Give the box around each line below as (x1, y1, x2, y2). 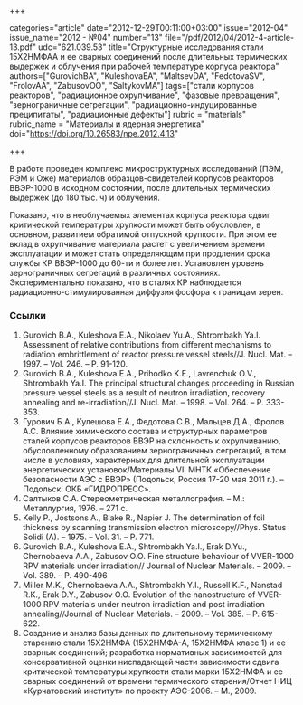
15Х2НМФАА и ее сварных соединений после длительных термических (9, 52, 288, 62)
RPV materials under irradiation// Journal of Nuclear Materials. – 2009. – (22, 560, 292, 571)
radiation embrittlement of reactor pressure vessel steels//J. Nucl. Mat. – (22, 349, 292, 360)
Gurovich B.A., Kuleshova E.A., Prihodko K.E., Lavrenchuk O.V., (22, 368, 257, 379)
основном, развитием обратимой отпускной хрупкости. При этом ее (9, 229, 278, 240)
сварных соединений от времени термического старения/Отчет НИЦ (22, 676, 292, 687)
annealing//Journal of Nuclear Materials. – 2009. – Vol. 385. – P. (22, 608, 260, 620)
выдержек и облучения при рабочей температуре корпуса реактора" (9, 61, 279, 71)
